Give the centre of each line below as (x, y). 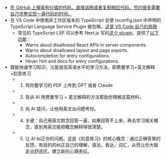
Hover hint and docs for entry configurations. (72, 61)
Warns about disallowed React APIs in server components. (86, 45)
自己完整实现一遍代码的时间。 (41, 14)
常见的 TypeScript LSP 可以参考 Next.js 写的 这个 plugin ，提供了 (84, 33)
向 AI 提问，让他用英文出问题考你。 (62, 109)
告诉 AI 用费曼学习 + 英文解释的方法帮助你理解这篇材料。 (85, 97)
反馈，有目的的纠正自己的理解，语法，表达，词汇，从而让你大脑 (92, 145)
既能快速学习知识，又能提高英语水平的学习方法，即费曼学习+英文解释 (82, 67)
